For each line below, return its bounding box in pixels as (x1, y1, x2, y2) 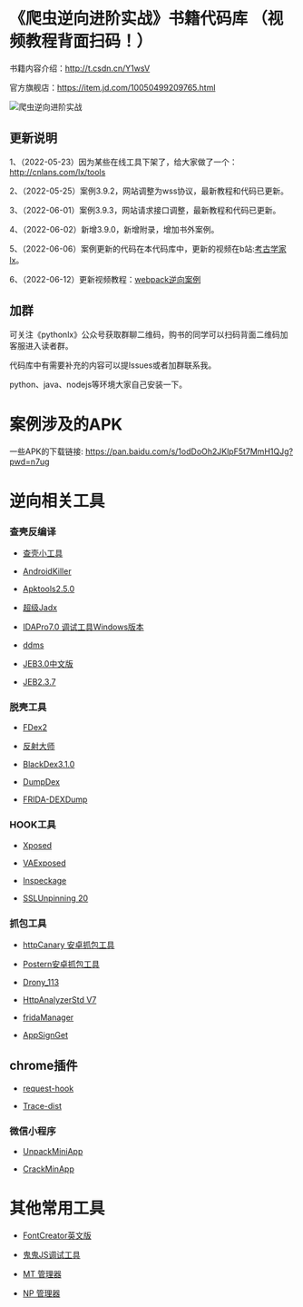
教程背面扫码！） (25, 31, 153, 52)
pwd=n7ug (9, 456, 50, 467)
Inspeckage (22, 875, 67, 886)
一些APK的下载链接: (9, 446, 84, 457)
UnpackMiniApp (22, 1145, 83, 1156)
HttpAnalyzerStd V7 (22, 994, 97, 1005)
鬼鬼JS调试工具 (22, 1249, 81, 1260)
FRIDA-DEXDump (22, 794, 88, 805)
